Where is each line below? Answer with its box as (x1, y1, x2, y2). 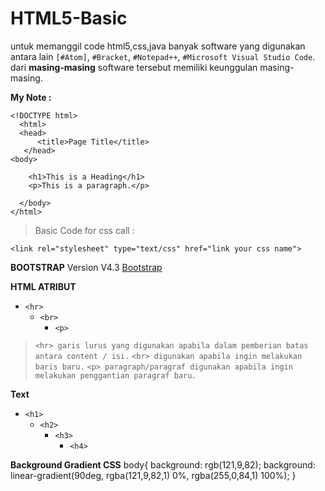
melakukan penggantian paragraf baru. (34, 370, 197, 381)
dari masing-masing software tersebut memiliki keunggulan (10, 61, 258, 73)
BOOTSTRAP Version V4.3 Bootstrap (10, 261, 163, 273)
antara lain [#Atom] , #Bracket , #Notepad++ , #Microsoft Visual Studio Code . (10, 50, 316, 62)
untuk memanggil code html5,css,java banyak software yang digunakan (10, 40, 306, 52)
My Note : (10, 91, 52, 103)
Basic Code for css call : (34, 224, 135, 236)
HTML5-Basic (10, 7, 128, 30)
